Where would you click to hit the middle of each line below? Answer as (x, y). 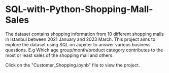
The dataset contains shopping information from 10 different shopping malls (84, 34)
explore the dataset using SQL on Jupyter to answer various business (78, 44)
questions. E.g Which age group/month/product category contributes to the (84, 50)
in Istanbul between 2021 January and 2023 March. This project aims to (80, 39)
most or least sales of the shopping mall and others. (60, 55)
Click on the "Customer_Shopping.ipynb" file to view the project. (73, 65)
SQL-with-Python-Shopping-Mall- (79, 9)
